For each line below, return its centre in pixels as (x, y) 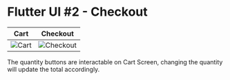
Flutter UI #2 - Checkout (78, 12)
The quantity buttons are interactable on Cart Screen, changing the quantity (115, 62)
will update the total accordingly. (54, 69)
